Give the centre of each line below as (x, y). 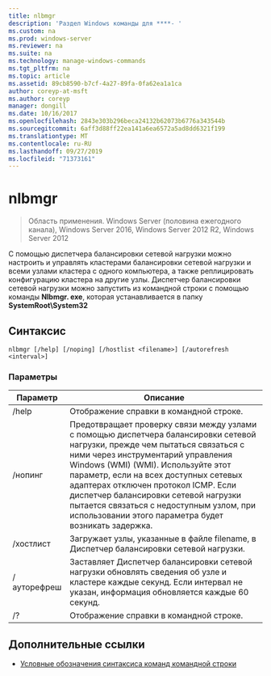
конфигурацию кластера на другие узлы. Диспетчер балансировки (125, 280)
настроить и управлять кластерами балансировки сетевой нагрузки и (130, 263)
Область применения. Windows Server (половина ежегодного (135, 221)
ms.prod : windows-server (50, 38)
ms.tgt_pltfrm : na (39, 69)
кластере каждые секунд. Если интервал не (156, 582)
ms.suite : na (30, 53)
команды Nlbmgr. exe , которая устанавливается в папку (106, 297)
